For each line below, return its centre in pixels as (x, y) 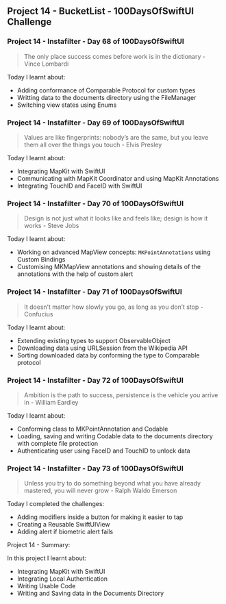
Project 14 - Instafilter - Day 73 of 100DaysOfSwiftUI (95, 468)
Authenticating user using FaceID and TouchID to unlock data (103, 451)
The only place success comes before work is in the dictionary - (114, 56)
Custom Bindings (41, 260)
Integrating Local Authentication (62, 579)
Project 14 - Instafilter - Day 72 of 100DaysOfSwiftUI (95, 380)
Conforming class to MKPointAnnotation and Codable (92, 429)
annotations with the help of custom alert (75, 274)
